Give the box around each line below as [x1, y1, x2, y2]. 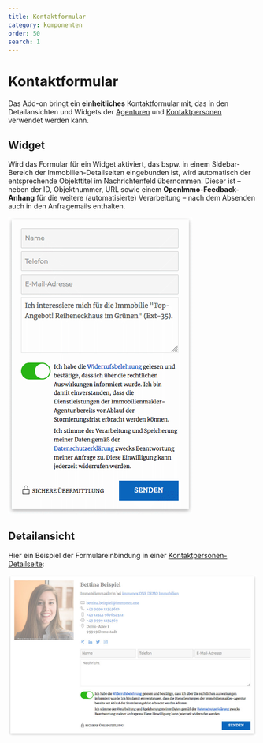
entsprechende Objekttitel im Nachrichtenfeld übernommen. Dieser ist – [8, 176, 242, 186]
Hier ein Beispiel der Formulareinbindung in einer [8, 550, 167, 560]
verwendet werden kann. [8, 115, 89, 126]
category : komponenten [8, 21, 83, 29]
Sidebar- [211, 159, 240, 169]
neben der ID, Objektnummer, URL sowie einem [8, 185, 162, 193]
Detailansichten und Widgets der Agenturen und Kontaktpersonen [8, 107, 222, 117]
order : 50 [8, 29, 41, 37]
